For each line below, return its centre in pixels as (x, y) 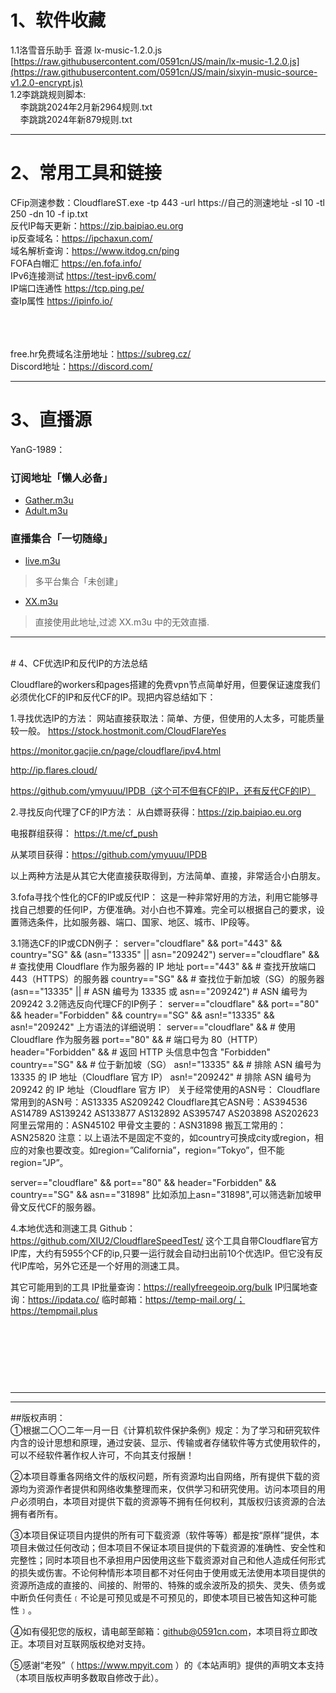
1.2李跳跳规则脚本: (48, 94)
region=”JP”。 (39, 1163)
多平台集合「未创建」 (78, 582)
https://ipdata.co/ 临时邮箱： (87, 1300)
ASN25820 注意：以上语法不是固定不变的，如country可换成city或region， (162, 1138)
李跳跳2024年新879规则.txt (76, 119)
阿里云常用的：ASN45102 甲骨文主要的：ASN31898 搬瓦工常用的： (148, 1125)
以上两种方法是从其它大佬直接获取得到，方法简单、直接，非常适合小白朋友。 (168, 876)
